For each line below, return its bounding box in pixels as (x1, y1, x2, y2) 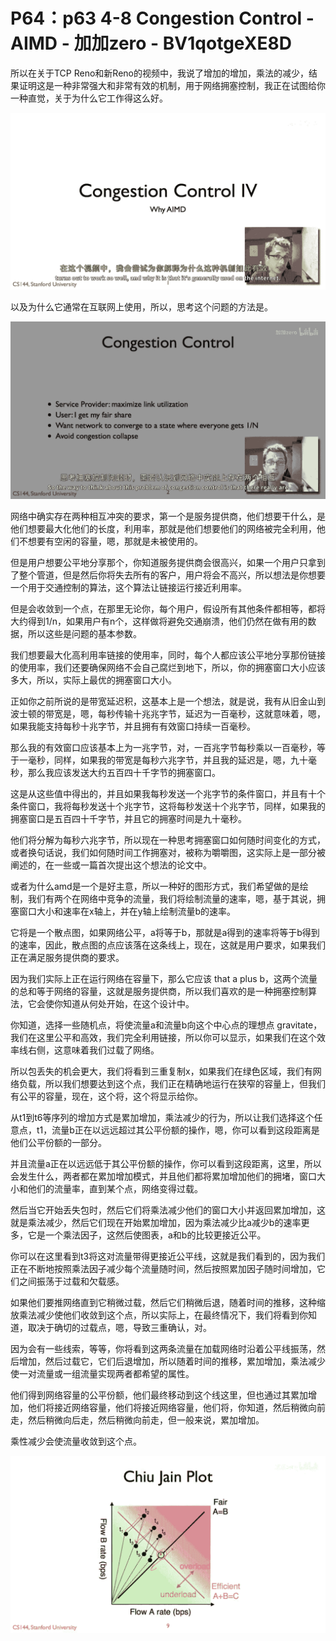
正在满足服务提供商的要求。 (10, 951, 125, 963)
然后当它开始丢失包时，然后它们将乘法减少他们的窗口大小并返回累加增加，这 (10, 1204, 326, 1216)
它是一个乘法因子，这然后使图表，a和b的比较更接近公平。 (27, 1229, 267, 1241)
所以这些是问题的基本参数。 (27, 627, 142, 639)
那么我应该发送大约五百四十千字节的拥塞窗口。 (27, 766, 221, 778)
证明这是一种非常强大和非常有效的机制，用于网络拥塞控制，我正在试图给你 (18, 79, 326, 91)
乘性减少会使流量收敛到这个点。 (10, 1435, 142, 1447)
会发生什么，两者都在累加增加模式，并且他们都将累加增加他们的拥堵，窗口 (10, 1170, 317, 1182)
